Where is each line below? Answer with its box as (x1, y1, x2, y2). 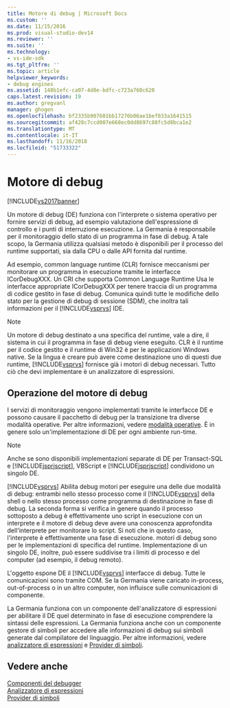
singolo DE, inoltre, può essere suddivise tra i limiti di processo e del (7, 548, 200, 556)
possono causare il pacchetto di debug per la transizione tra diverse (7, 413, 200, 421)
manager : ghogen (7, 106, 54, 113)
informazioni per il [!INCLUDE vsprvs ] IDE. (7, 304, 125, 312)
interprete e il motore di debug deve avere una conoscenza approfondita (7, 519, 213, 527)
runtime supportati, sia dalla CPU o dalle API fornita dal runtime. (7, 247, 187, 255)
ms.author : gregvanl (7, 100, 67, 107)
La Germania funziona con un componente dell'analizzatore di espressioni (7, 604, 217, 612)
